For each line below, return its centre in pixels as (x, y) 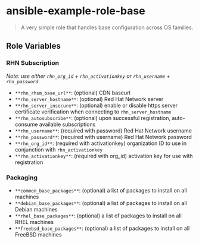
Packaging (22, 178)
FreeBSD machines (38, 234)
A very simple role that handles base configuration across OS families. (107, 27)
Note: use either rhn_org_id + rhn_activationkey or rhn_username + (88, 76)
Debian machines (36, 209)
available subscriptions (67, 124)
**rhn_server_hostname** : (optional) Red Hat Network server (89, 99)
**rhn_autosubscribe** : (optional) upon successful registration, (93, 118)
